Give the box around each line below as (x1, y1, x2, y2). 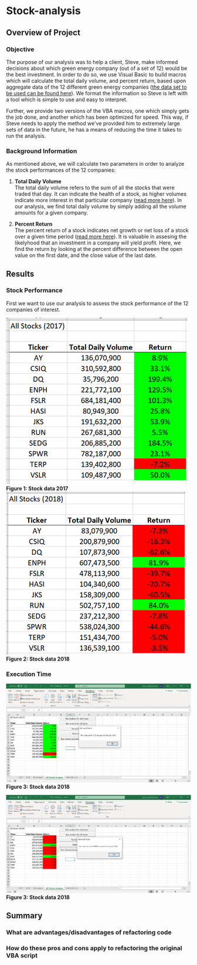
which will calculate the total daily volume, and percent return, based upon (6, 77, 186, 84)
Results (6, 269, 35, 279)
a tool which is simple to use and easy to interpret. (6, 96, 128, 103)
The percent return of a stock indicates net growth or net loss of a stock (14, 227, 189, 234)
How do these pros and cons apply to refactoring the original (6, 944, 183, 953)
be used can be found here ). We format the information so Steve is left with (6, 89, 188, 96)
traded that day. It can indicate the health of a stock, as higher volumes (14, 190, 186, 197)
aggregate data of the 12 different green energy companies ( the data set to (6, 83, 187, 91)
